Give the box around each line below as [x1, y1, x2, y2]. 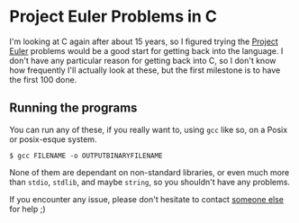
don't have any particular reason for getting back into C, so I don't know [9, 55, 276, 66]
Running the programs [9, 101, 138, 116]
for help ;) [9, 203, 47, 214]
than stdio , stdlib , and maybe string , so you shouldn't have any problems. [9, 176, 291, 187]
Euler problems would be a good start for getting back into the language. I [9, 45, 284, 56]
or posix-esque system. [9, 133, 97, 145]
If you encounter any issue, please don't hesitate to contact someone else [9, 193, 284, 204]
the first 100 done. [9, 74, 77, 85]
